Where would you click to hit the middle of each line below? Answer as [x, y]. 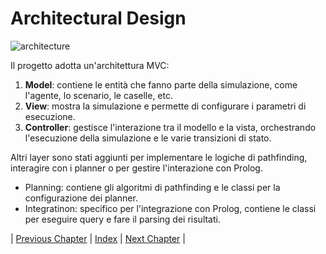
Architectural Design [98, 18]
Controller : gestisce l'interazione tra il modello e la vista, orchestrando [170, 127]
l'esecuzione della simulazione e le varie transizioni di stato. [148, 138]
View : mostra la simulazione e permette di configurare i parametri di [165, 106]
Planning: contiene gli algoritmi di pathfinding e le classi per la [152, 187]
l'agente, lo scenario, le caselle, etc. [98, 95]
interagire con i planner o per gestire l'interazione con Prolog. [136, 168]
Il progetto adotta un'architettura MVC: [90, 65]
